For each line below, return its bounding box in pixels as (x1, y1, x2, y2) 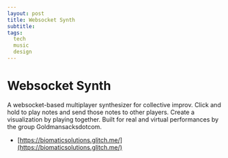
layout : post (7, 10, 45, 17)
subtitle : (7, 23, 36, 30)
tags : (7, 29, 23, 36)
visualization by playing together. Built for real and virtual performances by (7, 115, 219, 124)
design (13, 49, 32, 56)
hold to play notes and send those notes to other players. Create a (7, 108, 195, 116)
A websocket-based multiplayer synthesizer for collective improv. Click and (7, 100, 222, 109)
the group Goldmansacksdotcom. (7, 122, 102, 131)
